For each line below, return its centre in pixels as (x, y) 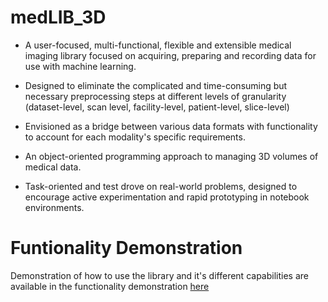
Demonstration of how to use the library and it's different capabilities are (159, 275)
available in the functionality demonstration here (110, 286)
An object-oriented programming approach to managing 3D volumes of (171, 156)
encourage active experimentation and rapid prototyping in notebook (167, 197)
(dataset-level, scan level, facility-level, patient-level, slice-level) (157, 107)
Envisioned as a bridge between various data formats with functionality (171, 126)
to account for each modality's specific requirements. (135, 137)
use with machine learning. (80, 66)
